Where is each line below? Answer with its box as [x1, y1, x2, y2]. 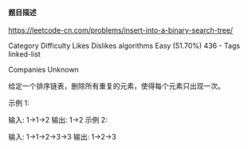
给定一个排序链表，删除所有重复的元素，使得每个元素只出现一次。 [8, 81, 225, 91]
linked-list [8, 49, 41, 59]
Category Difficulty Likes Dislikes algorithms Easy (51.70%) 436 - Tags [8, 41, 241, 51]
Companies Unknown [8, 65, 80, 75]
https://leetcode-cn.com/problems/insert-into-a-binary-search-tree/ [8, 25, 234, 35]
